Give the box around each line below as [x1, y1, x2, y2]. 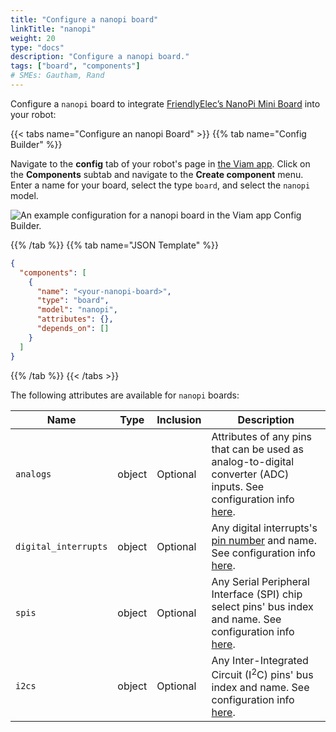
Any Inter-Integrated [211, 653, 309, 667]
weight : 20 [10, 33, 56, 43]
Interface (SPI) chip [211, 587, 303, 601]
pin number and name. [211, 533, 317, 547]
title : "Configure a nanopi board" [10, 14, 159, 25]
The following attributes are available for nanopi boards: [10, 389, 240, 401]
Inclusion [156, 412, 202, 426]
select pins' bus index [211, 599, 314, 613]
